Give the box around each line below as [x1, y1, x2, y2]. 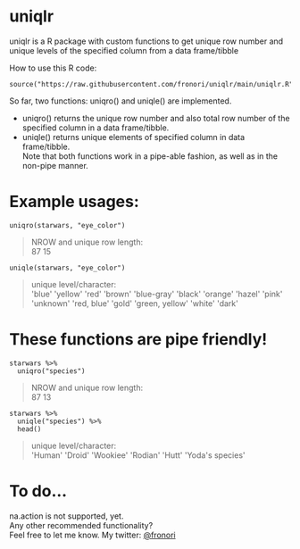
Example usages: [9, 192, 140, 212]
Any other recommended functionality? [9, 520, 154, 530]
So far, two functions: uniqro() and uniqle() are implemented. [9, 96, 232, 106]
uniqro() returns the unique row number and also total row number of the [21, 112, 290, 123]
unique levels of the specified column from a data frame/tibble [9, 45, 239, 55]
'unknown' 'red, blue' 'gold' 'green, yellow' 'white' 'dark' [30, 297, 238, 309]
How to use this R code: [9, 62, 97, 73]
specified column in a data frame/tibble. [21, 122, 170, 133]
